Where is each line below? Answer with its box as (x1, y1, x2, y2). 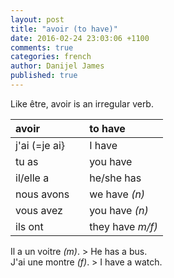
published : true (10, 71, 78, 81)
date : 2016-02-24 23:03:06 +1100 (10, 33, 150, 43)
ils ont (15, 219, 44, 233)
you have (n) (89, 203, 149, 217)
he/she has (89, 171, 142, 185)
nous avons (15, 187, 70, 201)
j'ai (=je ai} (15, 138, 66, 152)
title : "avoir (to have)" (10, 24, 118, 34)
